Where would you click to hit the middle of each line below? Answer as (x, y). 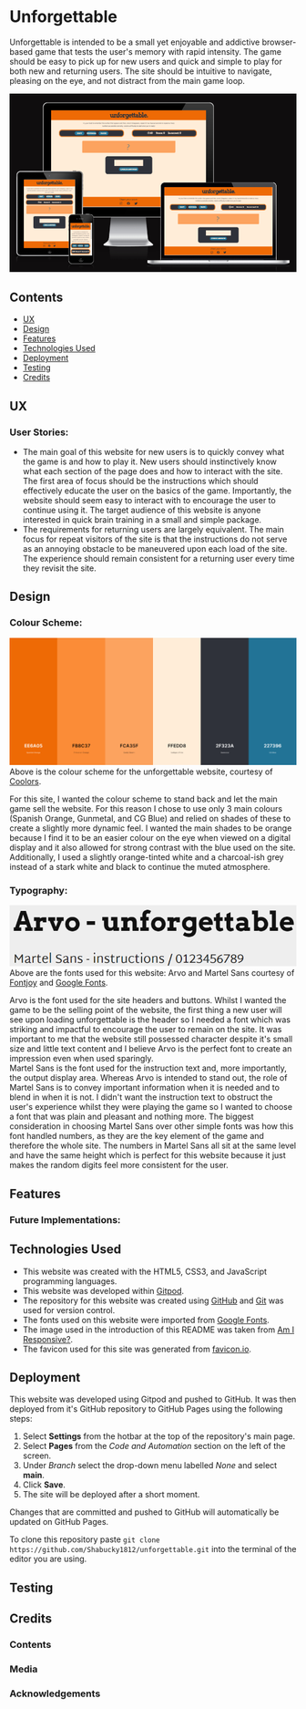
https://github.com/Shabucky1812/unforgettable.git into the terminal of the (153, 1549)
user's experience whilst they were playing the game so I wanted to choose (151, 1107)
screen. (37, 1455)
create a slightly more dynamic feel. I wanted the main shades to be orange (151, 828)
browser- (279, 42)
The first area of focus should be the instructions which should (140, 482)
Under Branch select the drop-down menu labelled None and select (150, 1466)
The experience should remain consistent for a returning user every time (158, 559)
